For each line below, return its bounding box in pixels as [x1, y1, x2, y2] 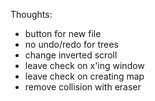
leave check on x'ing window [24, 60, 145, 71]
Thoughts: [10, 9, 53, 20]
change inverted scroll [24, 49, 118, 61]
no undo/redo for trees [24, 39, 119, 50]
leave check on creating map [24, 70, 145, 82]
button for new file [24, 28, 102, 39]
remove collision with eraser [24, 81, 142, 93]
